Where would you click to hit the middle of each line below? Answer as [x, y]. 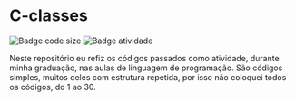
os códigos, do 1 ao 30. [53, 87]
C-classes [49, 16]
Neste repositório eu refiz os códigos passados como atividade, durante [144, 58]
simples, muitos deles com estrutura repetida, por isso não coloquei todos [148, 77]
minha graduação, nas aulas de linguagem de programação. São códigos [146, 68]
